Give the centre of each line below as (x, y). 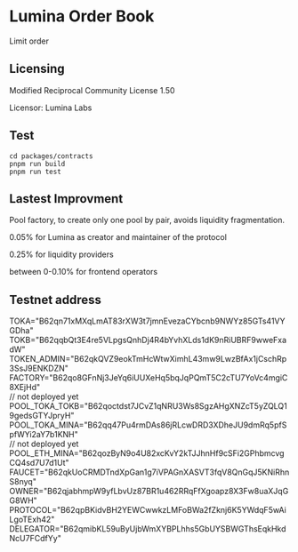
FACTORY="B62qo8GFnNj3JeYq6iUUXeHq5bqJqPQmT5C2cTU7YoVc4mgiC (149, 378)
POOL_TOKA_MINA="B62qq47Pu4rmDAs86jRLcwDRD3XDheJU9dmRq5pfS (148, 425)
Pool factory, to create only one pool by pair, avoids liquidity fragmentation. (147, 220)
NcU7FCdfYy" (36, 539)
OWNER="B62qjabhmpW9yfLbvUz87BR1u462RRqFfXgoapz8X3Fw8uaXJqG (149, 492)
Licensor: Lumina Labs (51, 108)
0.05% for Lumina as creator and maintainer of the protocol (118, 237)
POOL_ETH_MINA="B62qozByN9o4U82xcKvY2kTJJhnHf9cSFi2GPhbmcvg (147, 453)
